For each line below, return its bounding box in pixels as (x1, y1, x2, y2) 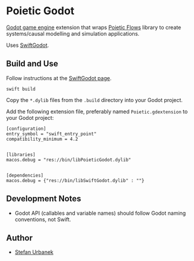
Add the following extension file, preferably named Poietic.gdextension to (6, 108, 188, 115)
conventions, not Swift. (14, 215, 71, 223)
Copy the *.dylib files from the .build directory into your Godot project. (6, 96, 183, 103)
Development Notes (6, 194, 81, 204)
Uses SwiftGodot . (6, 42, 49, 49)
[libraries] (6, 151, 36, 158)
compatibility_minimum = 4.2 (6, 136, 78, 142)
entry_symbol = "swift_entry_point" (6, 130, 97, 137)
